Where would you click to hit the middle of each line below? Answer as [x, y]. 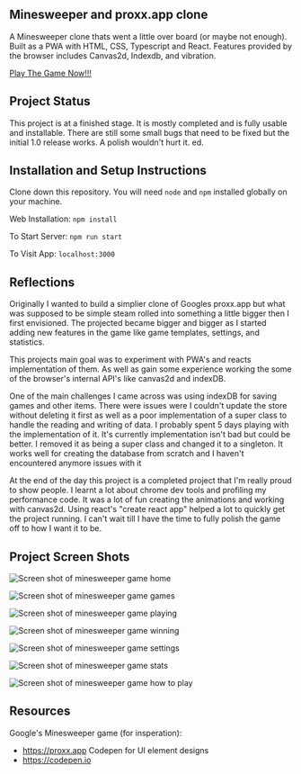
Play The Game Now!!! [51, 73]
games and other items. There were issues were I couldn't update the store [148, 406]
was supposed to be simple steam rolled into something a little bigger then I [149, 313]
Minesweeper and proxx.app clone [109, 15]
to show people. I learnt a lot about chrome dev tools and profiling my [138, 490]
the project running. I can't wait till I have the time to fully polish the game [145, 519]
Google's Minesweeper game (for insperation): [96, 733]
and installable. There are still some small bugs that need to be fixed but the [150, 132]
